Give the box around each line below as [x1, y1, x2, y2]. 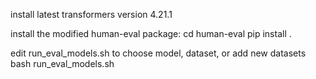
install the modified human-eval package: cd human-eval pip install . [10, 28, 292, 39]
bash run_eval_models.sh [10, 58, 115, 69]
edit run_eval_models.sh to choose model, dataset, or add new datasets [10, 47, 307, 59]
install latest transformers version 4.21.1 [10, 9, 173, 20]
